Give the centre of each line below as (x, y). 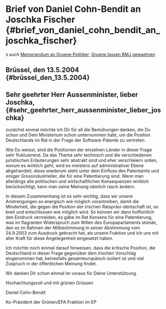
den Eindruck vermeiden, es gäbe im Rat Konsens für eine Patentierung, (79, 217)
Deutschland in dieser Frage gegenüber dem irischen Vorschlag (71, 253)
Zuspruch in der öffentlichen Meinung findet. (51, 264)
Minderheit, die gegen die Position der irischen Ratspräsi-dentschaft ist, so (82, 207)
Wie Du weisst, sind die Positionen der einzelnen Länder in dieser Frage (79, 150)
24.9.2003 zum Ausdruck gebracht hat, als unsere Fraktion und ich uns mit (82, 233)
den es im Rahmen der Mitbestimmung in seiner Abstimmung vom (73, 228)
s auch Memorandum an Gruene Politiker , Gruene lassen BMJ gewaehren (81, 54)
